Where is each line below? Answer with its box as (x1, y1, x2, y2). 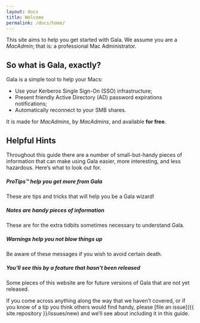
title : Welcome (6, 14, 44, 20)
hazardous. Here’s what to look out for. (6, 164, 101, 171)
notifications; (14, 100, 48, 108)
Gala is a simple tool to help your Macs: (6, 76, 103, 83)
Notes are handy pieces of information (6, 206, 104, 214)
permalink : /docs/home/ (6, 20, 66, 26)
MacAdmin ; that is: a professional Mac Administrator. (6, 42, 137, 50)
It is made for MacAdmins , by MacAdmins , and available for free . (6, 118, 167, 126)
